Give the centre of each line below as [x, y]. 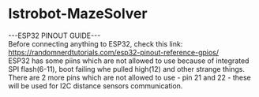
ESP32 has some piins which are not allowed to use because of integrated [129, 61]
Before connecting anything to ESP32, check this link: [96, 43]
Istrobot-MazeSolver [78, 14]
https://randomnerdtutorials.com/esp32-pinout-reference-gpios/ [114, 52]
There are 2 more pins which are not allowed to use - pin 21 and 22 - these [129, 77]
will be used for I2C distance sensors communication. [96, 86]
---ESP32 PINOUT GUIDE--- [54, 35]
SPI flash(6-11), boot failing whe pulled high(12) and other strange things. [126, 69]
